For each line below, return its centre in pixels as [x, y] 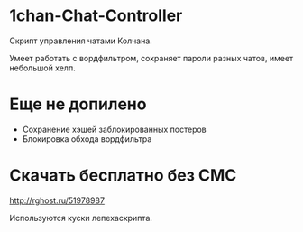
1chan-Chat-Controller [96, 16]
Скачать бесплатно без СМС [123, 176]
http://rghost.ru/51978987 [57, 200]
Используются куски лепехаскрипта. [81, 218]
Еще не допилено [78, 104]
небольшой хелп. [42, 68]
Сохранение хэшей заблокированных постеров [115, 129]
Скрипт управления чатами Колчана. [81, 41]
